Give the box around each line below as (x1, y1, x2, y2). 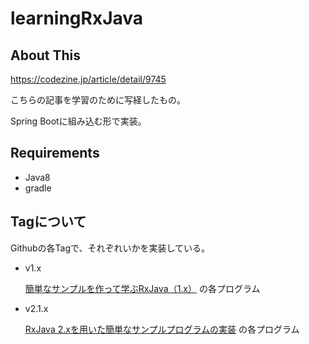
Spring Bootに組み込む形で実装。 (10, 115, 147, 127)
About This (10, 47, 82, 64)
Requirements (10, 145, 100, 162)
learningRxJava (10, 7, 144, 30)
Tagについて (10, 213, 87, 231)
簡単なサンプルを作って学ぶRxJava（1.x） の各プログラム (24, 282, 261, 294)
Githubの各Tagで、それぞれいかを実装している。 (10, 242, 211, 254)
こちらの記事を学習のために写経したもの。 (10, 94, 186, 106)
